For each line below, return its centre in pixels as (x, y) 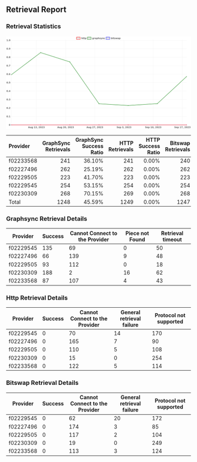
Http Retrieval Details (37, 298)
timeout (172, 239)
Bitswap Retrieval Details (43, 383)
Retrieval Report (36, 10)
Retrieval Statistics (34, 26)
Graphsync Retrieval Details (47, 219)
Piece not (137, 233)
